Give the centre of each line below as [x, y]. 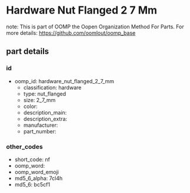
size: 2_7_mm [39, 100]
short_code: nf [32, 159]
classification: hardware [52, 87]
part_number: [40, 131]
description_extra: [45, 119]
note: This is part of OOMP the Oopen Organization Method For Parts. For [95, 27]
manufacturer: [41, 125]
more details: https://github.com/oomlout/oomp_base [71, 32]
